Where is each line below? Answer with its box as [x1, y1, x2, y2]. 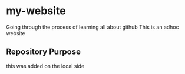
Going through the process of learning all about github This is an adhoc [6, 23, 179, 31]
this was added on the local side [6, 62, 85, 69]
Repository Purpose [6, 47, 81, 57]
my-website [6, 4, 66, 18]
